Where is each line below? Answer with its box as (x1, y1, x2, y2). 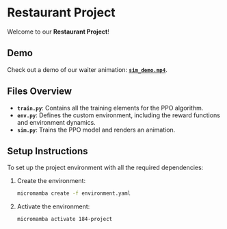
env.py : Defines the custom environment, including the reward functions (16, 111, 221, 119)
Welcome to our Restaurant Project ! (7, 27, 109, 36)
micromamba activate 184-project (16, 216, 113, 223)
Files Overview (7, 86, 72, 97)
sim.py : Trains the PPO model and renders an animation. (16, 125, 176, 134)
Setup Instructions (7, 145, 88, 157)
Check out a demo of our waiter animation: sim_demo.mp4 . (7, 65, 168, 73)
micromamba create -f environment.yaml (16, 190, 131, 197)
